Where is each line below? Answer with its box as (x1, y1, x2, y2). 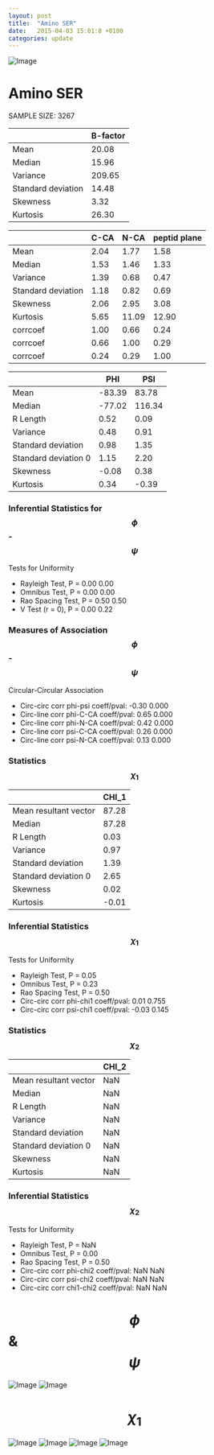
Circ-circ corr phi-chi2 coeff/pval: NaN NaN (19, 1266, 165, 1276)
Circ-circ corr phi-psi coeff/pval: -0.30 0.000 (19, 701, 169, 711)
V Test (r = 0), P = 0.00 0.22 (19, 604, 114, 614)
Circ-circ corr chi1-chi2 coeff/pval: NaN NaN (19, 1283, 168, 1292)
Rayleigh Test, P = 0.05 (19, 971, 97, 980)
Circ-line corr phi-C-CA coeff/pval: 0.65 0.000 (19, 709, 174, 719)
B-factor (91, 130, 126, 142)
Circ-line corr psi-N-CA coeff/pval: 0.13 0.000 (19, 735, 172, 744)
